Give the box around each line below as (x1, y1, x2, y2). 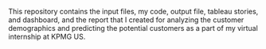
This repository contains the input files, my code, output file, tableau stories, (8, 7, 259, 16)
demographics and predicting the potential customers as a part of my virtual (8, 24, 259, 32)
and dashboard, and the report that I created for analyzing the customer (8, 15, 244, 24)
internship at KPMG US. (8, 32, 86, 41)
